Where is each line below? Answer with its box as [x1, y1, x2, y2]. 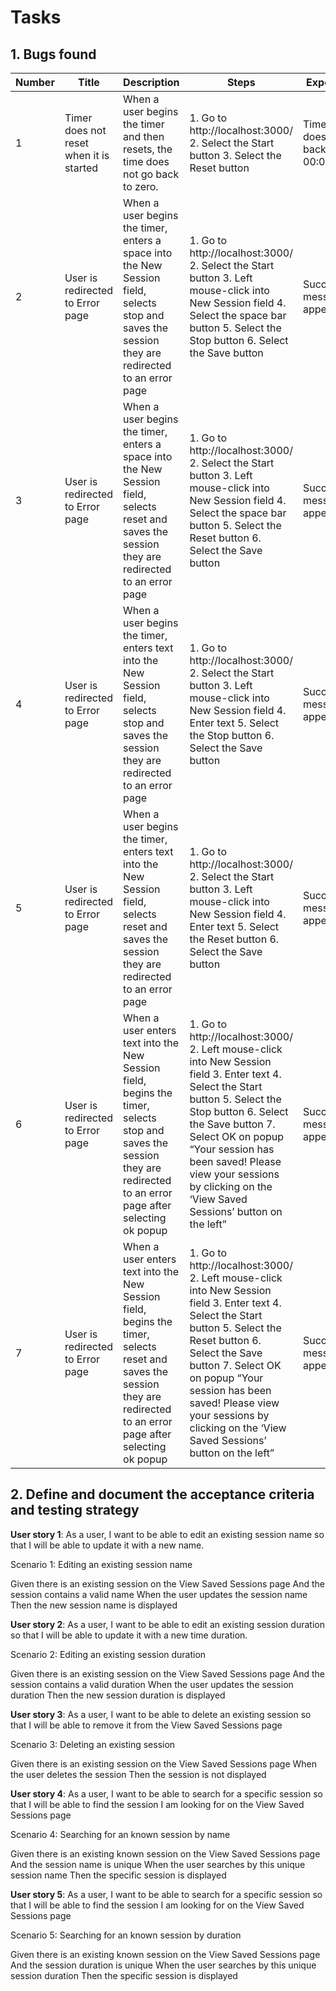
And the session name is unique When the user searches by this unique [10, 1858, 306, 1870]
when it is [64, 149, 110, 162]
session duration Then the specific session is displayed [10, 1969, 238, 1981]
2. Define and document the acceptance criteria [10, 1486, 315, 1503]
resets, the [123, 142, 173, 156]
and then [123, 130, 165, 143]
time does [123, 155, 170, 168]
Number [15, 76, 55, 89]
